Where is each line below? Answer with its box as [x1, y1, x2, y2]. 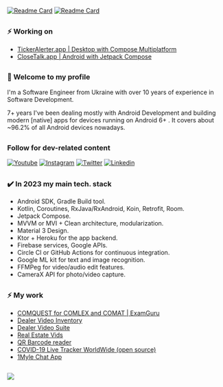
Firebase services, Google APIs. [16, 241, 108, 250]
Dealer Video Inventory [16, 316, 82, 324]
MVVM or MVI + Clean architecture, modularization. [16, 219, 164, 228]
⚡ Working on [7, 27, 54, 36]
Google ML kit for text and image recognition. [16, 256, 145, 264]
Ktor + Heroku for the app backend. [16, 234, 118, 242]
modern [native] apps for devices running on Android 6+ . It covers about [7, 115, 215, 124]
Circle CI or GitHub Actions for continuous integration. [16, 248, 170, 257]
